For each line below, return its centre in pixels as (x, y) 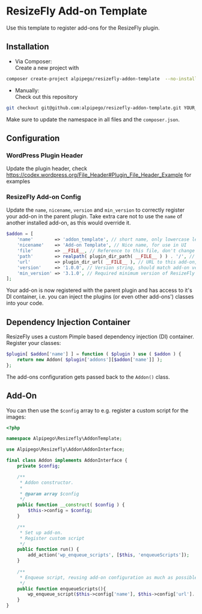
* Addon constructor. (47, 483)
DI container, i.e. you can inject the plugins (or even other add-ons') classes (100, 297)
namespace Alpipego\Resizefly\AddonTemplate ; (64, 438)
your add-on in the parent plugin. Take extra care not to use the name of (94, 217)
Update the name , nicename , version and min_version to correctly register (96, 210)
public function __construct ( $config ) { (71, 505)
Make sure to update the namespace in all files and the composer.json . (93, 119)
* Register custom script (52, 538)
